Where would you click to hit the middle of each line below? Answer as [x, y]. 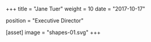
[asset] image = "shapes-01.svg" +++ [53, 32]
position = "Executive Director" [45, 20]
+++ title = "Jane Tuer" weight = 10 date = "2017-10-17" [75, 9]
